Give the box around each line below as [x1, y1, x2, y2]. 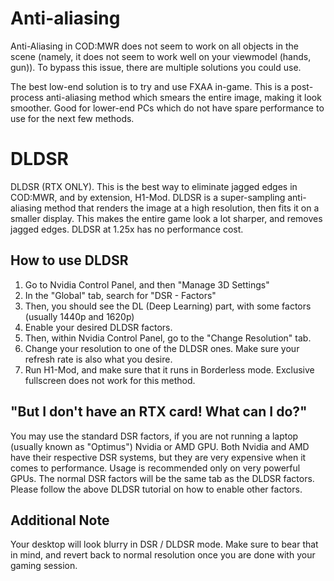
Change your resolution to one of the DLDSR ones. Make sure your [24, 342, 300, 354]
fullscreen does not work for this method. [24, 374, 196, 386]
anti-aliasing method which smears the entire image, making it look [45, 91, 322, 103]
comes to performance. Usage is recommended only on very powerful [10, 462, 301, 474]
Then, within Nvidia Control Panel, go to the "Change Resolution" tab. [24, 332, 312, 344]
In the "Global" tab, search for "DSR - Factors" [24, 289, 217, 301]
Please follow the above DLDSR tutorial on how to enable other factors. [10, 483, 303, 495]
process [10, 91, 44, 103]
